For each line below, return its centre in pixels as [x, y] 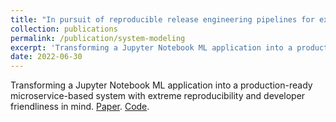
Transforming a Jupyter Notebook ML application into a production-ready [161, 85]
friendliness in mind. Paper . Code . [80, 107]
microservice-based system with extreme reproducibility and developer [158, 96]
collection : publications [64, 29]
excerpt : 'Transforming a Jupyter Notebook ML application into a [151, 47]
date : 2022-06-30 [46, 57]
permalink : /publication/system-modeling [98, 38]
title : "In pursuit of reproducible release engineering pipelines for [162, 19]
